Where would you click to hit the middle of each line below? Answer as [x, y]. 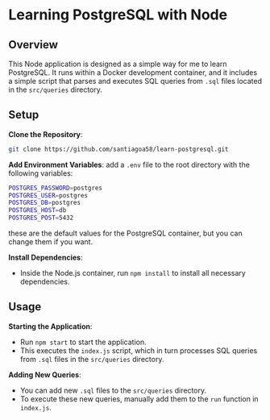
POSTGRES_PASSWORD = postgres [56, 188]
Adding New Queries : [45, 374]
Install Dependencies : [46, 258]
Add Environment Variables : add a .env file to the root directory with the [129, 164]
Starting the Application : [50, 326]
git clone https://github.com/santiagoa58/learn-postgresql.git [118, 149]
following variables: [41, 173]
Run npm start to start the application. [83, 342]
